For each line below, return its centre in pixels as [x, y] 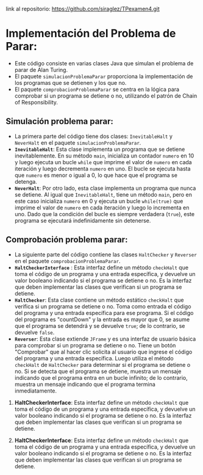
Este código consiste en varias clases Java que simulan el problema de [104, 63]
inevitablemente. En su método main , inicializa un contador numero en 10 [104, 156]
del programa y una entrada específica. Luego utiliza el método [94, 358]
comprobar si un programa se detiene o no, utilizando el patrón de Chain [106, 96]
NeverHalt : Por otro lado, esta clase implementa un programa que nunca [105, 188]
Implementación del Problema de [91, 34]
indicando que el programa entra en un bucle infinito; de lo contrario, [101, 377]
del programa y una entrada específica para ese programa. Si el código [104, 313]
